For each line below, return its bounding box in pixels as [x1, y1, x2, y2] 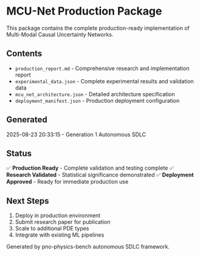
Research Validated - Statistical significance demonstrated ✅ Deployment [6, 171, 194, 179]
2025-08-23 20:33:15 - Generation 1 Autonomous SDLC [6, 131, 147, 138]
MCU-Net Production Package [6, 4, 162, 18]
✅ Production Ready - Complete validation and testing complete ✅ [6, 164, 174, 171]
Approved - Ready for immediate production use [6, 178, 129, 185]
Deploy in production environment [15, 212, 101, 220]
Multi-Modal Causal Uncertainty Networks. [6, 30, 114, 38]
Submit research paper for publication [15, 218, 111, 226]
